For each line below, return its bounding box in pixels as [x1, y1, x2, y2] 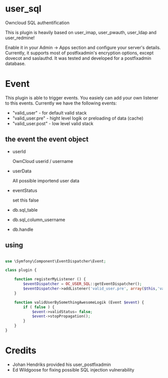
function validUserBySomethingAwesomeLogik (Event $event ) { [14, 300, 144, 305]
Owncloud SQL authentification [5, 20, 70, 26]
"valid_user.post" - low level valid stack [12, 120, 93, 126]
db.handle [12, 226, 33, 232]
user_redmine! [5, 35, 35, 41]
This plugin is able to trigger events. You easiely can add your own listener [5, 94, 158, 101]
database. [5, 60, 26, 66]
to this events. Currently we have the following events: [5, 100, 117, 106]
